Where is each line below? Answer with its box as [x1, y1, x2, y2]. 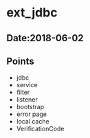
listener [16, 95, 38, 104]
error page [16, 110, 47, 118]
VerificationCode [16, 125, 65, 133]
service [16, 81, 38, 89]
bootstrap [16, 103, 45, 111]
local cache [16, 117, 49, 126]
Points [6, 55, 35, 67]
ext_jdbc [6, 5, 58, 21]
